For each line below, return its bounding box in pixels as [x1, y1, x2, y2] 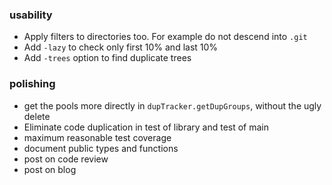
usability [9, 8, 53, 22]
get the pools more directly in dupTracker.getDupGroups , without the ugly [23, 99, 322, 112]
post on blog [23, 163, 77, 175]
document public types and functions [23, 142, 179, 154]
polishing [9, 77, 56, 91]
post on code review [23, 153, 109, 165]
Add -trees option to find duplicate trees [23, 52, 192, 64]
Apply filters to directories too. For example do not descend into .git [23, 31, 308, 43]
